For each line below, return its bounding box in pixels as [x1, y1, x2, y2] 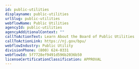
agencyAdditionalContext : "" [5, 30, 65, 34]
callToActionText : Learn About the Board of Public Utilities [5, 34, 135, 39]
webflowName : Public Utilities [5, 20, 69, 26]
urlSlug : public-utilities [5, 16, 60, 21]
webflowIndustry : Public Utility [5, 43, 73, 48]
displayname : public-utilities [5, 12, 69, 17]
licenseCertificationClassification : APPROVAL [5, 57, 102, 62]
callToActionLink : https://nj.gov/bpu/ [5, 39, 87, 44]
